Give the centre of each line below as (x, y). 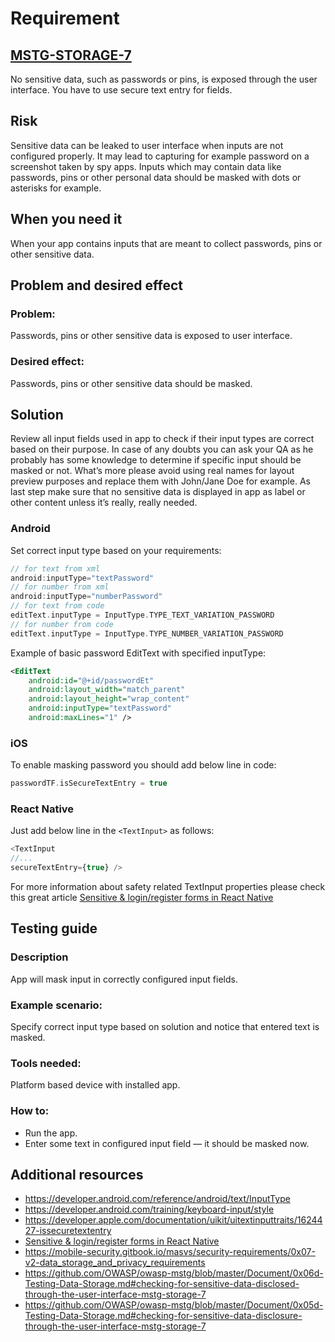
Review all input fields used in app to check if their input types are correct (162, 439)
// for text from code (57, 606)
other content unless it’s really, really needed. (104, 503)
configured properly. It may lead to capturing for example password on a (160, 156)
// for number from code (62, 624)
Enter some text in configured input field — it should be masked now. (167, 1143)
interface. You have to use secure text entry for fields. (121, 90)
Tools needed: (46, 1063)
